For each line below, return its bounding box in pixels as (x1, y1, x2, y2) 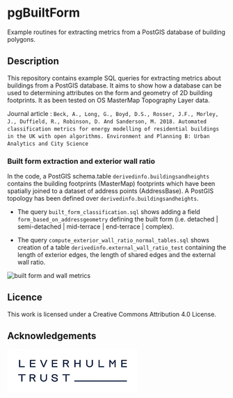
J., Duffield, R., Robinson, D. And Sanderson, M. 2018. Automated (7, 118, 207, 125)
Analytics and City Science (7, 140, 89, 147)
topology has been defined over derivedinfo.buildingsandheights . (7, 194, 199, 203)
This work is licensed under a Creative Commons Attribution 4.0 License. (7, 310, 217, 318)
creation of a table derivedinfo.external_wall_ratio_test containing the (17, 243, 227, 251)
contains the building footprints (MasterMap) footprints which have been (7, 179, 216, 188)
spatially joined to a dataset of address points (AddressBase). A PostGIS (7, 187, 214, 195)
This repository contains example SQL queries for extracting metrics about (7, 74, 221, 82)
